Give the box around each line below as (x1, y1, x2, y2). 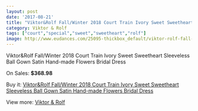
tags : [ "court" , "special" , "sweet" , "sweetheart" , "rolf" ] (6, 31, 146, 36)
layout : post (6, 8, 38, 15)
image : (6, 36, 22, 42)
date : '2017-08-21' (6, 14, 54, 20)
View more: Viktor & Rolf (6, 99, 65, 106)
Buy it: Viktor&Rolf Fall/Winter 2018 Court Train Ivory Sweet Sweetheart (6, 81, 179, 88)
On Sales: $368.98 (6, 70, 53, 76)
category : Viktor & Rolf (6, 25, 67, 31)
